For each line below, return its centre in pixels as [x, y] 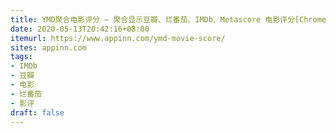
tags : [21, 57]
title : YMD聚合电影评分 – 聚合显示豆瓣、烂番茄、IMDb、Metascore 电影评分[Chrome [168, 19]
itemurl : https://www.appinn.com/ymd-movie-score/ [118, 38]
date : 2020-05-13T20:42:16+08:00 [80, 29]
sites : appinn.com [48, 47]
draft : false [37, 112]
